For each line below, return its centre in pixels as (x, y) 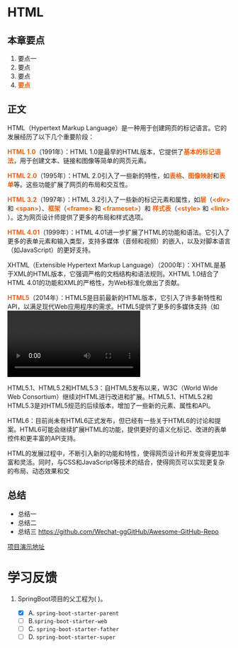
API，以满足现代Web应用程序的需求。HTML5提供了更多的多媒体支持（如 (113, 306)
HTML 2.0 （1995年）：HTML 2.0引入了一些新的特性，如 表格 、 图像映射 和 (113, 175)
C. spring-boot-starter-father (73, 629)
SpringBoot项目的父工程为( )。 (62, 598)
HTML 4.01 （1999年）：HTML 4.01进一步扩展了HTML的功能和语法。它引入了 (119, 232)
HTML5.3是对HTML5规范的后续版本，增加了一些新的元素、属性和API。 (111, 405)
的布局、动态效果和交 (38, 470)
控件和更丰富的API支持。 (44, 438)
